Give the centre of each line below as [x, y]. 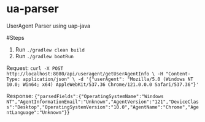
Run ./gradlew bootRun [44, 56]
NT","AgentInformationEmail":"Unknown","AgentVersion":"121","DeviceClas [103, 102]
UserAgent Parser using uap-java [48, 26]
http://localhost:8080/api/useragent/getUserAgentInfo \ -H [85, 74]
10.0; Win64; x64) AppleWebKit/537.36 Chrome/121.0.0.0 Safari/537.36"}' [103, 85]
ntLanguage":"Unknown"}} [38, 112]
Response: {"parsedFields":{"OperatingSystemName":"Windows [85, 96]
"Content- [178, 74]
